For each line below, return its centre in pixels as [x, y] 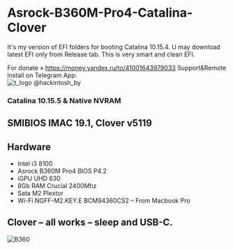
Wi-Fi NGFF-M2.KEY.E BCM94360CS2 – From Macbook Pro [104, 201]
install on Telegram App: [42, 75]
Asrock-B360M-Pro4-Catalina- [100, 13]
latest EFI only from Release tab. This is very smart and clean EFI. [101, 54]
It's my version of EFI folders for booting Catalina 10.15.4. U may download [114, 47]
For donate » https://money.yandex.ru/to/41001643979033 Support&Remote [117, 68]
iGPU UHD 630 [39, 178]
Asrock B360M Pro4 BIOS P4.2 [62, 171]
